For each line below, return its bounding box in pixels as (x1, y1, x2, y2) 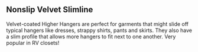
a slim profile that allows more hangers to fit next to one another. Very (6, 32, 176, 40)
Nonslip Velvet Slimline (6, 5, 93, 15)
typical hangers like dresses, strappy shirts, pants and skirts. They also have (6, 27, 192, 34)
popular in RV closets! (6, 39, 60, 46)
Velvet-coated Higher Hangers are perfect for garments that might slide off (6, 20, 189, 27)
